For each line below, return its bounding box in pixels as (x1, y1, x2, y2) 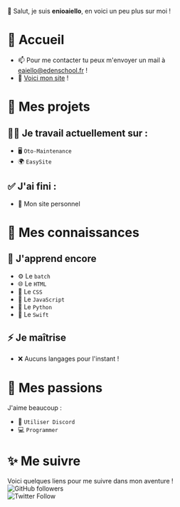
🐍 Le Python (17, 302, 52, 311)
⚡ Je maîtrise (7, 332, 66, 344)
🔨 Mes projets (7, 99, 90, 115)
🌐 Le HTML (17, 279, 47, 288)
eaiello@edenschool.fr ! (17, 66, 88, 74)
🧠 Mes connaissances (7, 224, 140, 241)
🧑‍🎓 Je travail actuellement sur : (7, 127, 148, 139)
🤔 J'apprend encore (7, 253, 97, 265)
